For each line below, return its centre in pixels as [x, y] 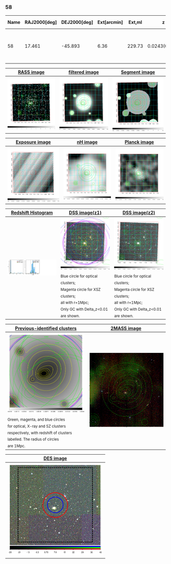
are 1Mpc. [16, 446]
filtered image [84, 72]
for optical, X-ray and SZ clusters [37, 426]
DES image [55, 458]
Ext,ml [135, 22]
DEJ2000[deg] [77, 22]
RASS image [31, 72]
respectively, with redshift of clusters [40, 433]
